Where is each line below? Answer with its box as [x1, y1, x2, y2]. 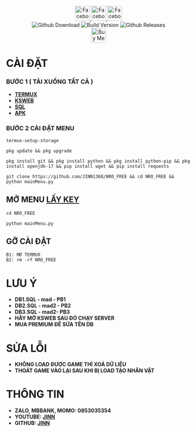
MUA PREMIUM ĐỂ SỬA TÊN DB [14, 321, 94, 328]
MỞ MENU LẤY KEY [6, 195, 80, 205]
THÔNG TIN [6, 387, 65, 401]
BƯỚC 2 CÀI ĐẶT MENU [6, 124, 75, 133]
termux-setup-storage [6, 137, 59, 143]
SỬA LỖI [6, 342, 47, 355]
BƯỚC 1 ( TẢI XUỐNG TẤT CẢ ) [6, 77, 93, 86]
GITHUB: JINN [14, 420, 50, 427]
